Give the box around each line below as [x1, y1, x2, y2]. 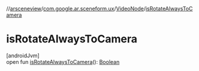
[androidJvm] [6, 52, 40, 59]
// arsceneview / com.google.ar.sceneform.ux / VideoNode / [6, 5, 146, 12]
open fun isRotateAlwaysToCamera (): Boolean [6, 58, 120, 65]
